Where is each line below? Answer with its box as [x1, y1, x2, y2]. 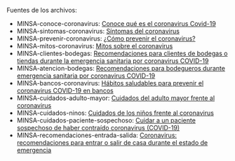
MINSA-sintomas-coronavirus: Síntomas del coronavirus [16, 27, 180, 35]
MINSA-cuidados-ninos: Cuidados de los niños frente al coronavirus [16, 108, 215, 117]
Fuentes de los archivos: [6, 6, 78, 14]
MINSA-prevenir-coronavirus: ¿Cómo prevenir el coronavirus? [16, 34, 196, 43]
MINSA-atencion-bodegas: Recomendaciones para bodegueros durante [16, 64, 226, 72]
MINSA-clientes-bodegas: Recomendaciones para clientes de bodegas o [16, 49, 228, 57]
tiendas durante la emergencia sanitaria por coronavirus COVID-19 [16, 57, 209, 65]
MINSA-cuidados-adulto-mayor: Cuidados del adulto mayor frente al [16, 94, 215, 102]
